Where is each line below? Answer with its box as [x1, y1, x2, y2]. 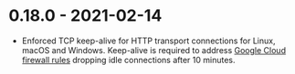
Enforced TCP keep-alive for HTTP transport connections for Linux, [21, 35, 276, 46]
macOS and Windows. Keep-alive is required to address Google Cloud [21, 44, 287, 55]
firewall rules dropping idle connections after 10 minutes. [21, 54, 236, 65]
